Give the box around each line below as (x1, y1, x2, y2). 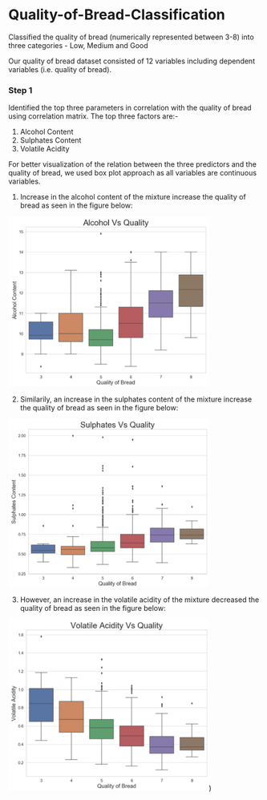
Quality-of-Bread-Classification (8, 6, 226, 24)
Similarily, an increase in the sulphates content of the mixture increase (19, 394, 253, 404)
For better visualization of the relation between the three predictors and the (8, 160, 257, 169)
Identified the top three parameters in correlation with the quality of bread (8, 103, 252, 113)
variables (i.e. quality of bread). (8, 64, 112, 74)
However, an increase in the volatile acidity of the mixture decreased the (19, 595, 260, 604)
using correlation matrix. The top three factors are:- (8, 111, 179, 121)
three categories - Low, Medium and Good (8, 40, 148, 50)
